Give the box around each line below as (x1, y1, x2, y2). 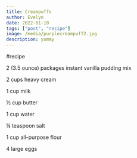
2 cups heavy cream (6, 76, 57, 83)
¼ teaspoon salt (6, 122, 46, 129)
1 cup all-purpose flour (6, 134, 62, 141)
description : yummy (6, 36, 55, 42)
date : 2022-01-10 (6, 20, 49, 26)
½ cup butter (6, 99, 38, 106)
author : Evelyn (6, 14, 44, 20)
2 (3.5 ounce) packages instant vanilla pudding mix (6, 64, 132, 72)
